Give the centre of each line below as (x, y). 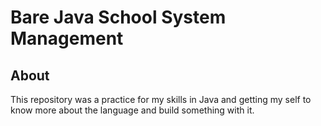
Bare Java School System (118, 17)
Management (67, 38)
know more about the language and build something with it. (132, 110)
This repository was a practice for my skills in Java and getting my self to (161, 99)
